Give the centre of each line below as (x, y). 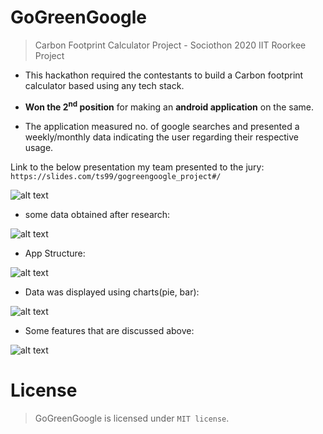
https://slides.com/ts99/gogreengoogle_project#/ (116, 176)
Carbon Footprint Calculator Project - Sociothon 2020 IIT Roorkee (170, 45)
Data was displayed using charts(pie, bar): (112, 292)
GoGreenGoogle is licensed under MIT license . (132, 418)
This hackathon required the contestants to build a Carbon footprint (164, 75)
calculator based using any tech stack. (104, 85)
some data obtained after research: (97, 214)
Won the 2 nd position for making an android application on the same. (169, 106)
